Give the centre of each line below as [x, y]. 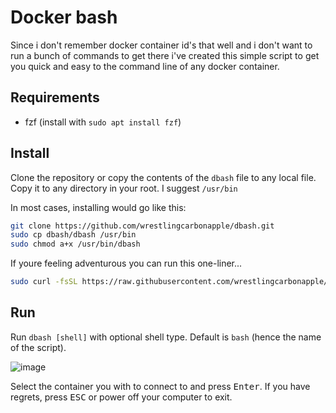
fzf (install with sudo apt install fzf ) [103, 122]
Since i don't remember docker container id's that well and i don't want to [161, 45]
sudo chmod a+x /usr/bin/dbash [75, 244]
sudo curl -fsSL [44, 282]
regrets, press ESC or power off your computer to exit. [121, 397]
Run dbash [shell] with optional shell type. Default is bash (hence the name [166, 337]
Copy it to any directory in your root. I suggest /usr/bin [124, 188]
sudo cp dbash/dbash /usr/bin [73, 235]
